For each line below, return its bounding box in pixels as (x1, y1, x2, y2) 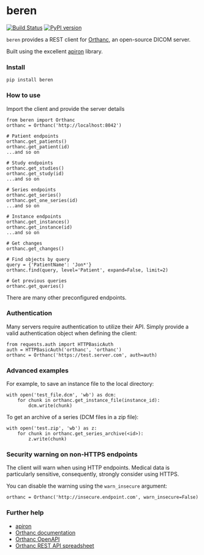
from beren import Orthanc (6, 117, 75, 123)
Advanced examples (6, 366, 69, 374)
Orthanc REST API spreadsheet (15, 542, 94, 549)
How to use (6, 91, 41, 100)
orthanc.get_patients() (6, 138, 67, 145)
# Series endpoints (6, 186, 56, 193)
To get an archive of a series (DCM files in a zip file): (6, 413, 139, 421)
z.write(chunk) (28, 436, 67, 442)
